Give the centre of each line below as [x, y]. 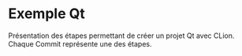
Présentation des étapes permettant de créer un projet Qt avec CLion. [121, 35]
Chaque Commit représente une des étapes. [80, 43]
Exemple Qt [47, 14]
